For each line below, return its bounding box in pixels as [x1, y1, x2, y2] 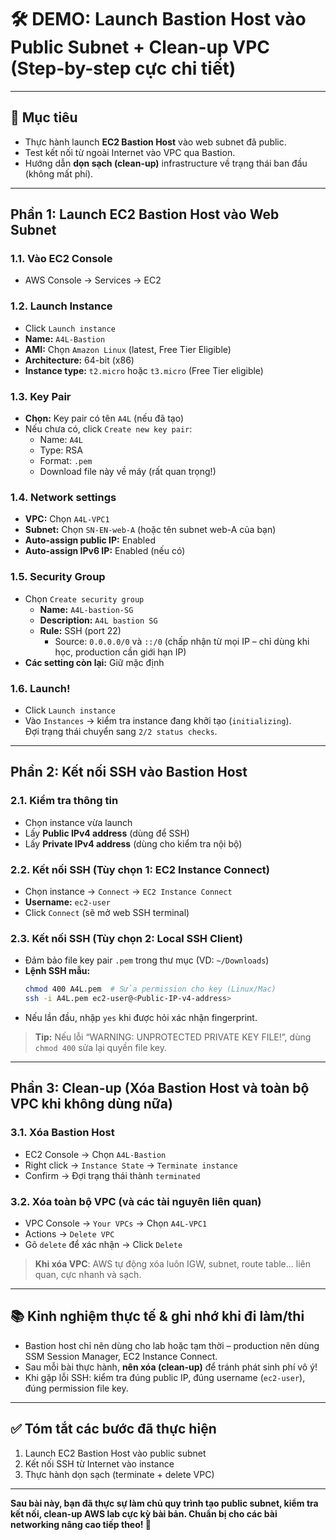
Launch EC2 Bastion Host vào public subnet [24, 1447, 207, 1459]
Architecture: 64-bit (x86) [24, 354, 135, 366]
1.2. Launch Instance [10, 299, 113, 313]
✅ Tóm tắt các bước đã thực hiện [10, 1421, 217, 1438]
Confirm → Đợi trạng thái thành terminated [24, 1169, 201, 1181]
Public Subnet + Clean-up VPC [10, 36, 271, 59]
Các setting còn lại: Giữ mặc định [24, 656, 165, 668]
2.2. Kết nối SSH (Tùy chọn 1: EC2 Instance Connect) [10, 862, 270, 876]
